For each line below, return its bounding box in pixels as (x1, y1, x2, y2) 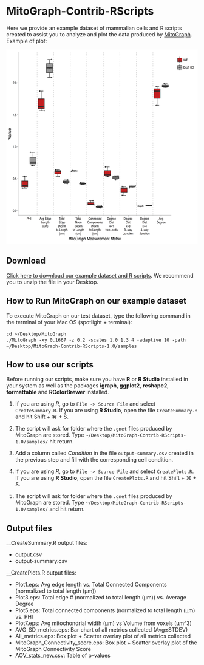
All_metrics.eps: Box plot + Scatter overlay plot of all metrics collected (15, 633, 191, 640)
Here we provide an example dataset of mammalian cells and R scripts (6, 24, 182, 32)
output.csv (15, 551, 42, 558)
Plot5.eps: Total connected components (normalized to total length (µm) (15, 607, 195, 614)
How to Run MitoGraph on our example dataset (6, 296, 187, 306)
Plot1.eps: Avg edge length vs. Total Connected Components (15, 581, 167, 588)
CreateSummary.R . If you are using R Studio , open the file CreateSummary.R (15, 407, 198, 414)
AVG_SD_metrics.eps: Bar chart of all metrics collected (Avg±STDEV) (15, 626, 188, 633)
